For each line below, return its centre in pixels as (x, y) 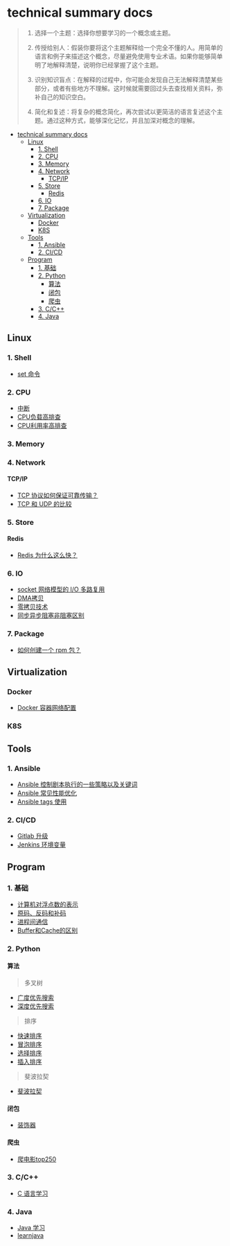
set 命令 (28, 374)
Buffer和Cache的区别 (47, 930)
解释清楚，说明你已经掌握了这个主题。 (108, 64)
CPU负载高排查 (39, 417)
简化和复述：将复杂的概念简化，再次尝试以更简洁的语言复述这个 (125, 112)
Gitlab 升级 (33, 836)
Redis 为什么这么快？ (47, 555)
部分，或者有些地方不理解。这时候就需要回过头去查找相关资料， (125, 88)
